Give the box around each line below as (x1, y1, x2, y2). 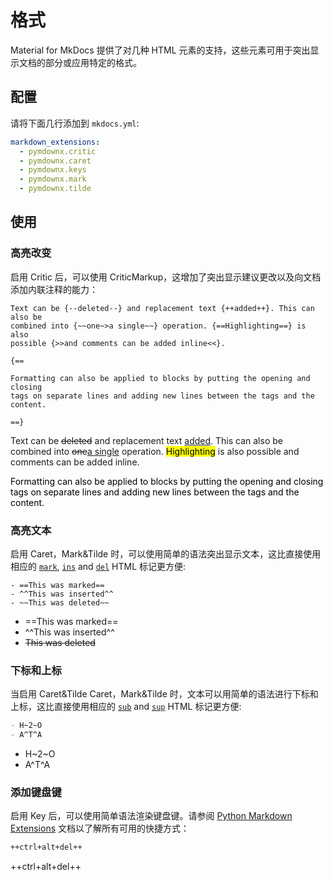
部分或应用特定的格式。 (44, 56, 142, 68)
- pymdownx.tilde (19, 184, 92, 194)
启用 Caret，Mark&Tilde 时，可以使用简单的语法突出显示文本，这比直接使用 (10, 547, 322, 560)
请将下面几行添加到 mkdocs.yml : (10, 117, 140, 129)
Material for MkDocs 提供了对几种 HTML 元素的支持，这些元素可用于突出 (10, 44, 311, 56)
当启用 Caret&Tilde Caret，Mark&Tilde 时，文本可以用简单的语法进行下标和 (10, 688, 319, 700)
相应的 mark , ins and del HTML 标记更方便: (10, 560, 187, 572)
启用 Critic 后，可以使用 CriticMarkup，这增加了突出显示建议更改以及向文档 (10, 271, 322, 283)
